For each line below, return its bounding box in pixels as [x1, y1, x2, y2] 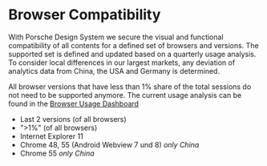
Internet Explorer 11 [19, 131, 84, 141]
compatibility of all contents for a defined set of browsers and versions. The [8, 40, 259, 50]
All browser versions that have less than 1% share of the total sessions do [8, 82, 252, 91]
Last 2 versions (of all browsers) [19, 114, 127, 123]
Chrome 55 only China [19, 148, 95, 158]
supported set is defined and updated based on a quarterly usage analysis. [8, 49, 257, 59]
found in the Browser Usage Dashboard [8, 99, 139, 108]
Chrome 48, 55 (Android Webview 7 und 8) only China [19, 140, 200, 149]
